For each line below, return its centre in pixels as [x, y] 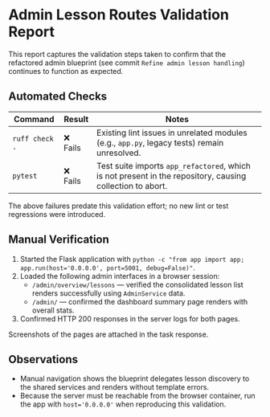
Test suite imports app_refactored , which [174, 166]
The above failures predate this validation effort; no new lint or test [119, 206]
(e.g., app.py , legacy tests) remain [160, 142]
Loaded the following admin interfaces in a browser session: [120, 276]
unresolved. [119, 153]
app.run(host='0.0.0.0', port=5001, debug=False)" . [107, 268]
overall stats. [53, 310]
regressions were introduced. [57, 214]
